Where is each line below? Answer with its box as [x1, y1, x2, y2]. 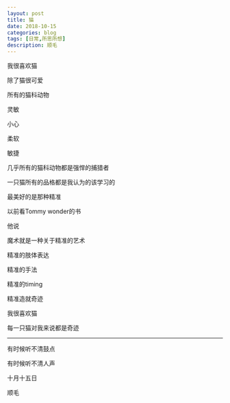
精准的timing [7, 280, 43, 288]
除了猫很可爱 [7, 76, 43, 84]
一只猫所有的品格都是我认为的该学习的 [7, 178, 115, 186]
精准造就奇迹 [7, 295, 43, 302]
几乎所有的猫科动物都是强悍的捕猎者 [7, 164, 110, 171]
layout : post [7, 10, 44, 17]
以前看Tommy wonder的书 [7, 207, 81, 215]
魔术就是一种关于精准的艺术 [7, 236, 86, 244]
